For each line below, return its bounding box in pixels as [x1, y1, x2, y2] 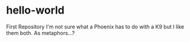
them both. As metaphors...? [6, 29, 75, 36]
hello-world [6, 4, 65, 17]
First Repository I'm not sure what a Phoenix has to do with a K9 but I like [6, 23, 185, 30]
